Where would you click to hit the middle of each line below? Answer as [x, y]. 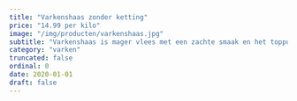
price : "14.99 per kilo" [55, 25]
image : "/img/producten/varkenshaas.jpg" [87, 33]
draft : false [33, 83]
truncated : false [41, 58]
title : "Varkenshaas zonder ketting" [79, 17]
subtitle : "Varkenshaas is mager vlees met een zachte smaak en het [138, 42]
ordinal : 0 [29, 67]
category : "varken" [45, 50]
